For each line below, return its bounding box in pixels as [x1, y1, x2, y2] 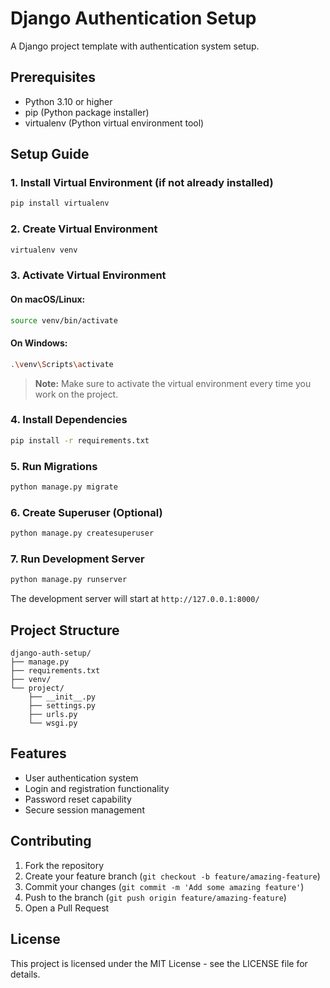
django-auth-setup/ [10, 648, 92, 659]
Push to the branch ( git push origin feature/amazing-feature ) [24, 891, 287, 903]
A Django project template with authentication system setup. [10, 40, 260, 52]
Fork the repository [24, 859, 105, 871]
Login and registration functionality [24, 782, 170, 794]
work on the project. [34, 388, 119, 400]
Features [10, 745, 67, 762]
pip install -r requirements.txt [10, 435, 150, 446]
